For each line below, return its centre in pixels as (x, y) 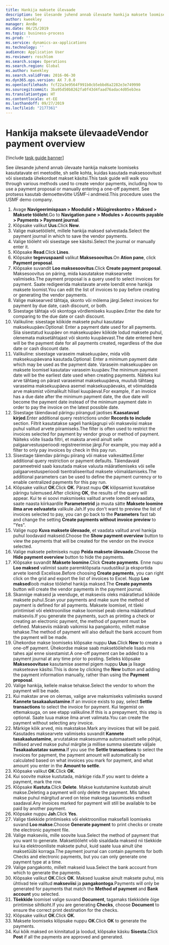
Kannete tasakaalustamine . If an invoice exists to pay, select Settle (82, 701)
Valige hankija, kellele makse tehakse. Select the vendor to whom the (84, 685)
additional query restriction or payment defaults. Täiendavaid (76, 461)
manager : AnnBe (22, 24)
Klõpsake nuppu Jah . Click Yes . (45, 814)
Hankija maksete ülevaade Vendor (77, 133)
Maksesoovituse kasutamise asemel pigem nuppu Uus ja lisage (79, 664)
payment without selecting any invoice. (53, 722)
